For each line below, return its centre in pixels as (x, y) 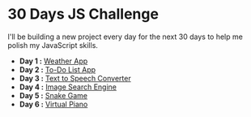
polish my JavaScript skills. (53, 45)
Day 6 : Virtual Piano (53, 104)
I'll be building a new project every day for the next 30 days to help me (125, 37)
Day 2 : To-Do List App (57, 69)
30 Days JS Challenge (83, 14)
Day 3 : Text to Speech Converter (75, 78)
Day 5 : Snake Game (53, 95)
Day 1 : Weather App (53, 61)
